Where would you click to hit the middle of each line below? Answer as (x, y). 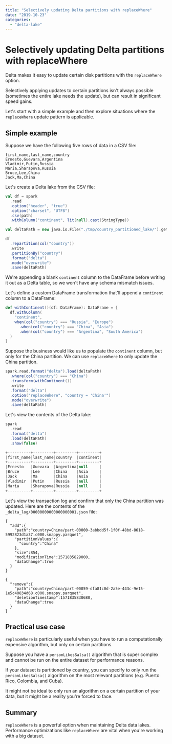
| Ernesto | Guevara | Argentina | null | (53, 467)
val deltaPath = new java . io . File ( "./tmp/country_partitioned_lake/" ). (83, 229)
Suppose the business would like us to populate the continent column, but (84, 351)
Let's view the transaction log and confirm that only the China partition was (84, 501)
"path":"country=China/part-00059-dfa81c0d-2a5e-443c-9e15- (80, 589)
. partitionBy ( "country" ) (36, 253)
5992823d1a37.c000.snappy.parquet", (44, 535)
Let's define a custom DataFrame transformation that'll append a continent (84, 293)
